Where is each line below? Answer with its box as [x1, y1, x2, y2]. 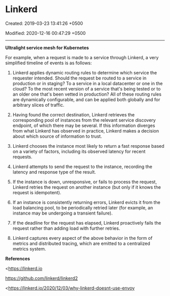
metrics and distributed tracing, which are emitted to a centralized [12, 240, 150, 246]
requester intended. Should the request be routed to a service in [12, 75, 147, 81]
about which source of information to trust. [12, 133, 102, 139]
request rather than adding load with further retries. [12, 225, 120, 231]
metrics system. [12, 245, 47, 251]
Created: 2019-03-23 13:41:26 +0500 [5, 20, 83, 26]
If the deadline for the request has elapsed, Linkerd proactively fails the [12, 220, 161, 226]
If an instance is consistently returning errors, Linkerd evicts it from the [12, 199, 160, 205]
